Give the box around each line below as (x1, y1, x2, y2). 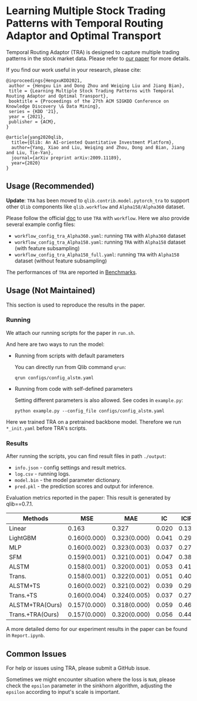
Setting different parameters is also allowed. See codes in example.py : (14, 396, 184, 404)
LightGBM (9, 534, 37, 542)
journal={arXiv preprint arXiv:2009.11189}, (11, 155, 122, 161)
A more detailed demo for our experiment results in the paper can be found (6, 626, 188, 633)
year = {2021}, (8, 114, 46, 119)
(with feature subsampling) (14, 244, 80, 251)
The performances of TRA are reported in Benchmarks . (6, 268, 138, 275)
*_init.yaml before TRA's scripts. (6, 424, 87, 431)
